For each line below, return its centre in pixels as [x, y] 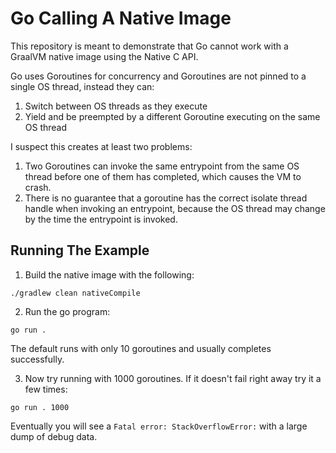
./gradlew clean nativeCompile [75, 293]
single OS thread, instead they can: [82, 86]
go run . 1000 [40, 407]
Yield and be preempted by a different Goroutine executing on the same [172, 116]
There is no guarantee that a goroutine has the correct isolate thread [166, 198]
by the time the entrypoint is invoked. [101, 219]
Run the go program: [67, 311]
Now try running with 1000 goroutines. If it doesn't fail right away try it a [173, 378]
